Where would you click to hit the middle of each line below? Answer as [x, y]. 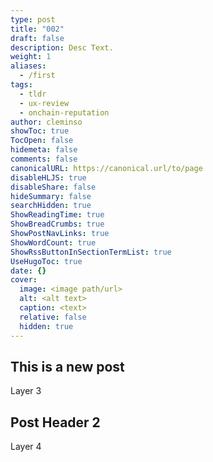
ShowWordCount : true [53, 242]
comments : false [44, 159]
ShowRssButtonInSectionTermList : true [91, 252]
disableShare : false [53, 187]
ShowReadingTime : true [57, 215]
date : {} [28, 271]
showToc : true [40, 131]
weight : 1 [31, 57]
